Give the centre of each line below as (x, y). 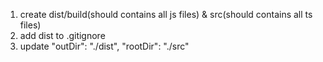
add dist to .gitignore (62, 35)
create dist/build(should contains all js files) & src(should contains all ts (166, 14)
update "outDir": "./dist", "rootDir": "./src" (104, 46)
